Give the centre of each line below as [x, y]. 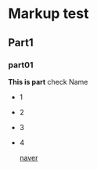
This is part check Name [48, 81]
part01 [21, 65]
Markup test [48, 14]
